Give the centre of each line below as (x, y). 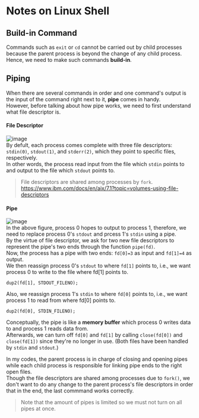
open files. (19, 372)
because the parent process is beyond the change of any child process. (94, 54)
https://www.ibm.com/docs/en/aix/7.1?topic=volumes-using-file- (99, 188)
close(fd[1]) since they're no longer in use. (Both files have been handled (97, 341)
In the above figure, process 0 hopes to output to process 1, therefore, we (96, 228)
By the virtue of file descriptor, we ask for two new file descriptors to (90, 241)
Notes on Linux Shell (58, 11)
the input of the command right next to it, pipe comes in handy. (83, 99)
